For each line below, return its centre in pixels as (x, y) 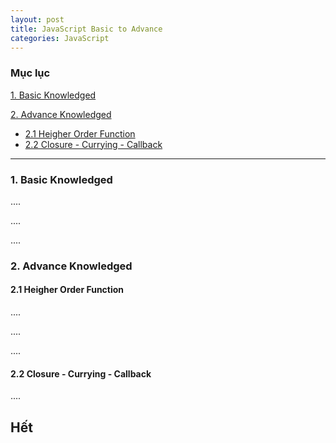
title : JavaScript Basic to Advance (86, 29)
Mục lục (30, 73)
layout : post (37, 19)
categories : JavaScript (60, 38)
